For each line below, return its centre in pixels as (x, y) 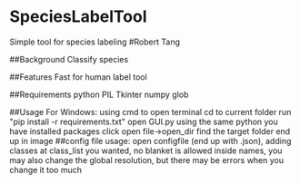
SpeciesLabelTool (78, 17)
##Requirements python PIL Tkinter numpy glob (99, 94)
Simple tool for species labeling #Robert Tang (95, 42)
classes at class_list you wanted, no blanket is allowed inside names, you (146, 150)
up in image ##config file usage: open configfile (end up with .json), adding (150, 140)
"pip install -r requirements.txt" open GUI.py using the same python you (144, 121)
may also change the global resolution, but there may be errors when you (147, 160)
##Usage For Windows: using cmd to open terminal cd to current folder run (150, 111)
